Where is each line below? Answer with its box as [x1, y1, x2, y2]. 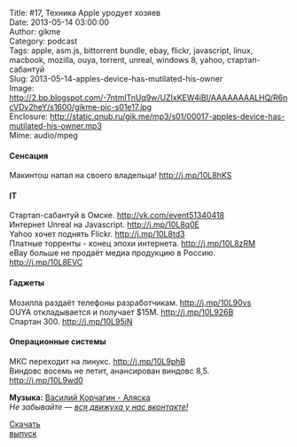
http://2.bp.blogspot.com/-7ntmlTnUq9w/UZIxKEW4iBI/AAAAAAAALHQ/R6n [9, 92, 288, 103]
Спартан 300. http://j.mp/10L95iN [9, 316, 133, 326]
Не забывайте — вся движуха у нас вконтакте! [9, 401, 189, 412]
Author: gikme [9, 27, 61, 36]
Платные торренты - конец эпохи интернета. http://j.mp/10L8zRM [9, 239, 255, 249]
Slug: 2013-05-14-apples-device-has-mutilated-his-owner [9, 74, 223, 83]
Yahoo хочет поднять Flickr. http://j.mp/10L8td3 [9, 229, 185, 239]
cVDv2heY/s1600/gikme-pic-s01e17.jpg [9, 102, 152, 112]
